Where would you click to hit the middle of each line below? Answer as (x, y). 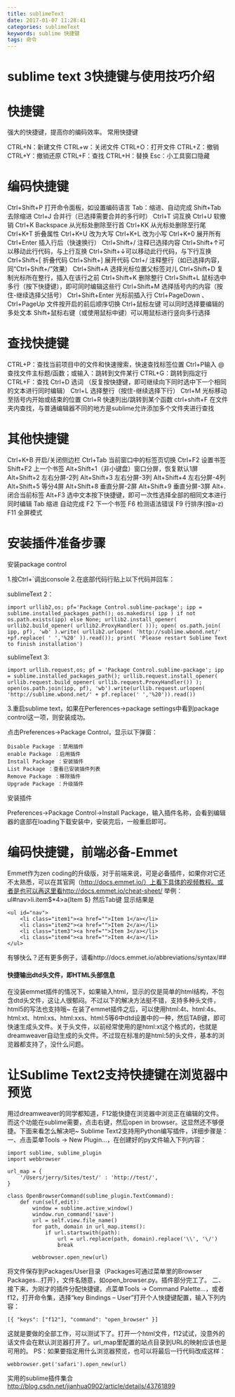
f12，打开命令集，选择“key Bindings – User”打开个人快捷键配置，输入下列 (114, 1297)
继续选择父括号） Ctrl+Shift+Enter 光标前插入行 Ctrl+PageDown (108, 295)
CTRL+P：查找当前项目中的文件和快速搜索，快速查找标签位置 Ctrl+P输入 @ (116, 365)
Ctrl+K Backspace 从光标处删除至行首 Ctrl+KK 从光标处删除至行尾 (110, 225)
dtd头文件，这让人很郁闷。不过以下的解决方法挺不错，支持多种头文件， (116, 1001)
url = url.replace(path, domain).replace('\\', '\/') (137, 1239)
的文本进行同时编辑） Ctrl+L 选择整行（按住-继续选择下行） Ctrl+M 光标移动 (117, 391)
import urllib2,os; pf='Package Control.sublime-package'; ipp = (105, 607)
